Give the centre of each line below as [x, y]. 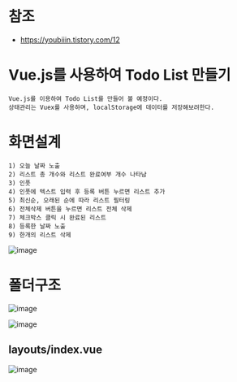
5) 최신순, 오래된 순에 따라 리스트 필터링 [69, 200]
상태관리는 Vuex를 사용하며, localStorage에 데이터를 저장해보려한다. [112, 107]
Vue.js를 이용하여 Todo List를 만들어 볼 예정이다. [86, 98]
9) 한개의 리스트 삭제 [40, 235]
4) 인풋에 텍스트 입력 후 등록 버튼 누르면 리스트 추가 [87, 192]
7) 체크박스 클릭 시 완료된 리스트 [58, 217]
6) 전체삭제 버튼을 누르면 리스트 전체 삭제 [70, 209]
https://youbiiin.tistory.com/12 [70, 39]
